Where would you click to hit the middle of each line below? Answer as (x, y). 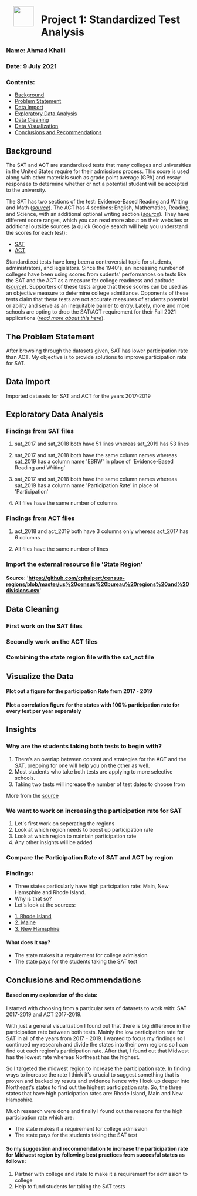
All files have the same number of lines (61, 549)
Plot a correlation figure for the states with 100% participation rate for (93, 705)
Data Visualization (36, 126)
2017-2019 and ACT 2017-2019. (44, 1014)
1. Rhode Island (33, 917)
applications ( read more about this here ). (56, 318)
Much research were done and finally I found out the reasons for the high (94, 1111)
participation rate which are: (40, 1117)
